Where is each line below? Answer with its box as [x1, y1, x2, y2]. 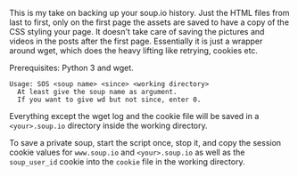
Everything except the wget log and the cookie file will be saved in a [9, 111, 260, 121]
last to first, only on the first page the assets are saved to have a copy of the [9, 17, 290, 28]
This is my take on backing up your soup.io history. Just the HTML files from [9, 8, 290, 18]
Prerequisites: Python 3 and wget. [9, 62, 134, 73]
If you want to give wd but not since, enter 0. [17, 95, 202, 104]
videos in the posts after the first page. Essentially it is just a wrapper [9, 36, 263, 46]
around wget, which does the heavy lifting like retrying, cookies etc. [9, 45, 259, 56]
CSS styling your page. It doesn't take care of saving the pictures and [9, 27, 265, 36]
